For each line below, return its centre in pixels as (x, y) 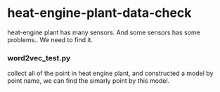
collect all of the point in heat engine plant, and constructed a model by (110, 73)
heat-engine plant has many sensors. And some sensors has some (104, 32)
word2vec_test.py (39, 58)
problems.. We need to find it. (50, 39)
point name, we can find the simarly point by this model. (89, 81)
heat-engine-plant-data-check (99, 13)
